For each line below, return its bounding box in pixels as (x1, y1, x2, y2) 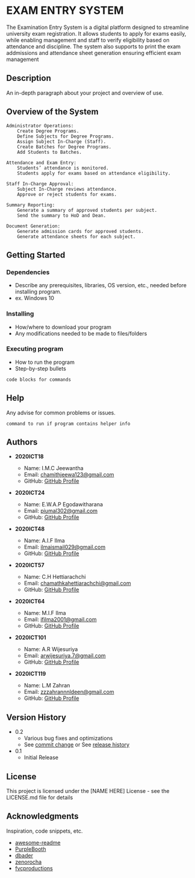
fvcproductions (14, 864, 53, 872)
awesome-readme (14, 839, 61, 846)
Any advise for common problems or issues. (6, 409, 116, 416)
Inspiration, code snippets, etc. (6, 827, 83, 835)
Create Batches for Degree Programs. (17, 144, 112, 150)
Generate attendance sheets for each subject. (17, 234, 136, 240)
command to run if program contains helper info (6, 421, 131, 427)
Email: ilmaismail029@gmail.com (23, 544, 106, 551)
